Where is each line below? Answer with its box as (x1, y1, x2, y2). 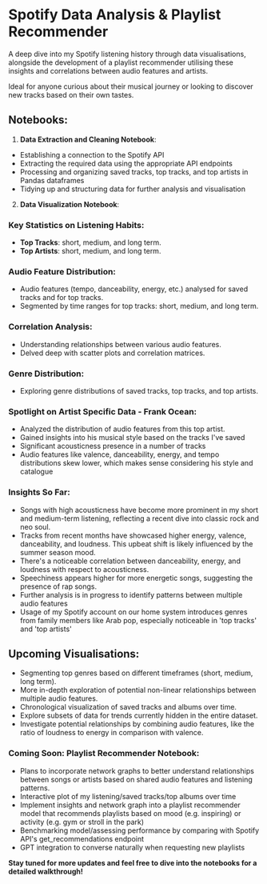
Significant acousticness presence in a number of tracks (19, 442, 206, 451)
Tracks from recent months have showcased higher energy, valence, (19, 530, 246, 540)
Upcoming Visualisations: (8, 646, 140, 661)
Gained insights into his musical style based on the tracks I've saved (19, 433, 245, 442)
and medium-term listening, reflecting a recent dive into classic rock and (19, 514, 260, 523)
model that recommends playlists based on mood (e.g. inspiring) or (19, 808, 241, 818)
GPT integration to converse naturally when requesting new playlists (19, 842, 245, 852)
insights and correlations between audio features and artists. (8, 66, 209, 75)
